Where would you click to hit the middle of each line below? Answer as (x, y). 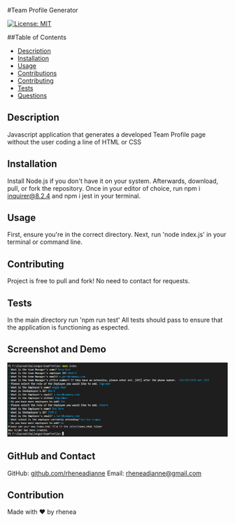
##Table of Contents (37, 37)
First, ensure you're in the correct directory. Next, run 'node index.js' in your (117, 235)
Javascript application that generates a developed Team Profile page (107, 134)
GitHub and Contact (51, 456)
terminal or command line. (45, 242)
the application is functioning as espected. (69, 327)
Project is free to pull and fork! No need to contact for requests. (99, 281)
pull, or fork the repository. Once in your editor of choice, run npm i (104, 188)
